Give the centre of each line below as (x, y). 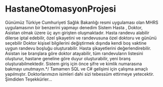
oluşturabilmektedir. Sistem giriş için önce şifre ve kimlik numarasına (73, 64)
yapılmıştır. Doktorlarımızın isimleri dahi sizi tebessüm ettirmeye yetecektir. (80, 74)
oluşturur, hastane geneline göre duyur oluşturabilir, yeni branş (68, 58)
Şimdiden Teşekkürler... (29, 79)
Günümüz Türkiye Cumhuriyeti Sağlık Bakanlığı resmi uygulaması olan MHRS (82, 22)
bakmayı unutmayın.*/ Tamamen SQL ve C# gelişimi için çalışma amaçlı (77, 69)
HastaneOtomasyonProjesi (61, 9)
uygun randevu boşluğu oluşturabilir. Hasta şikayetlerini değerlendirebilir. (78, 48)
